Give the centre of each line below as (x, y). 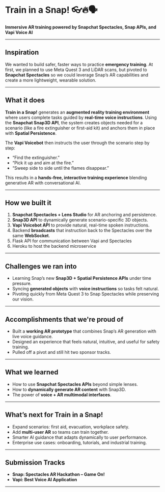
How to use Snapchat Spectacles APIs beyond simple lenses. (75, 384)
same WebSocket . (31, 236)
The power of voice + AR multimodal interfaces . (62, 395)
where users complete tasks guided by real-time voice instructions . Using (81, 117)
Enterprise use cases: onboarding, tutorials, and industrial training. (80, 442)
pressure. (22, 284)
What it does (25, 100)
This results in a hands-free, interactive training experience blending (76, 177)
